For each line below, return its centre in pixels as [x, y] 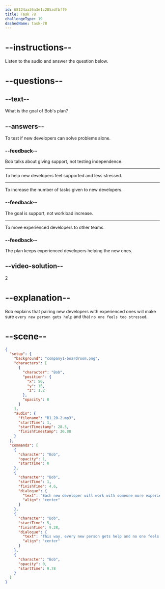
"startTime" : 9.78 [37, 568]
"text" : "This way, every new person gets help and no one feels [91, 536]
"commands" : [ [24, 445]
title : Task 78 [21, 14]
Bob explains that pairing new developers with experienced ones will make [81, 311]
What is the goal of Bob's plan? [37, 111]
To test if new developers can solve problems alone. [58, 138]
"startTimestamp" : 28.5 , [43, 427]
